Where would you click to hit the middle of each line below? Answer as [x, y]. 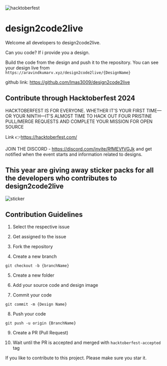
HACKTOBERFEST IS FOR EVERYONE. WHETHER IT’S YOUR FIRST [75, 110]
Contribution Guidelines [44, 214]
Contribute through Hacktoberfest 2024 [70, 98]
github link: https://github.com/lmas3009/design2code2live [68, 82]
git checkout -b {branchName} [37, 266]
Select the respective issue [41, 227]
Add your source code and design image [55, 285]
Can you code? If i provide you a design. [48, 52]
